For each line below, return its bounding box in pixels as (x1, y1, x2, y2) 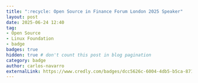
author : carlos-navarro (6, 63, 65, 69)
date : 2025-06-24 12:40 (6, 19, 65, 25)
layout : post (6, 14, 38, 20)
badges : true (6, 47, 38, 53)
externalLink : (6, 68, 41, 74)
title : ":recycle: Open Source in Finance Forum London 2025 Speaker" (6, 8, 183, 15)
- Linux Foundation (6, 36, 54, 41)
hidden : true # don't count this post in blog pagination (6, 52, 151, 58)
